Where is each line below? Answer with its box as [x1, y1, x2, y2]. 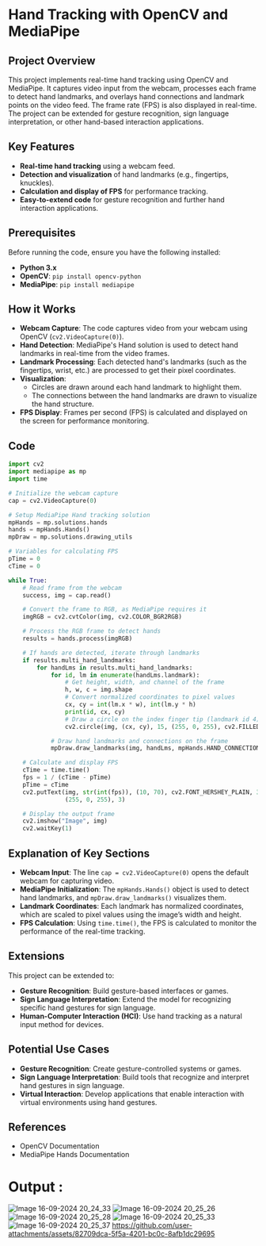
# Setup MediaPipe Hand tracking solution [8, 511, 150, 519]
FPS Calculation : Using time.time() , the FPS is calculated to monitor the [19, 918, 257, 927]
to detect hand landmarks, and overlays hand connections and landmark [8, 92, 245, 101]
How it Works [8, 303, 76, 316]
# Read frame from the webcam [22, 584, 123, 592]
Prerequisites [8, 226, 76, 240]
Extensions [8, 949, 65, 963]
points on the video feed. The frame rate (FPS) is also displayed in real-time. [8, 101, 257, 109]
